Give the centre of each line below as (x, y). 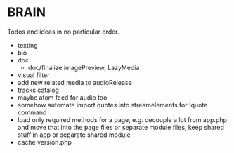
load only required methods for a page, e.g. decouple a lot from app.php (122, 119)
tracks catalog (38, 90)
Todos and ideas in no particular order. (63, 32)
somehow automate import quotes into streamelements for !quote (112, 105)
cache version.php (45, 142)
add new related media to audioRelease (74, 82)
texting (27, 45)
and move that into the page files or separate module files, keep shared (121, 127)
